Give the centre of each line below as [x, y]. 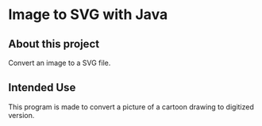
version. [21, 115]
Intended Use [42, 88]
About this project [54, 44]
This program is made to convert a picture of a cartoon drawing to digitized [131, 107]
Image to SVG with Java [88, 15]
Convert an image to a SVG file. [60, 63]
